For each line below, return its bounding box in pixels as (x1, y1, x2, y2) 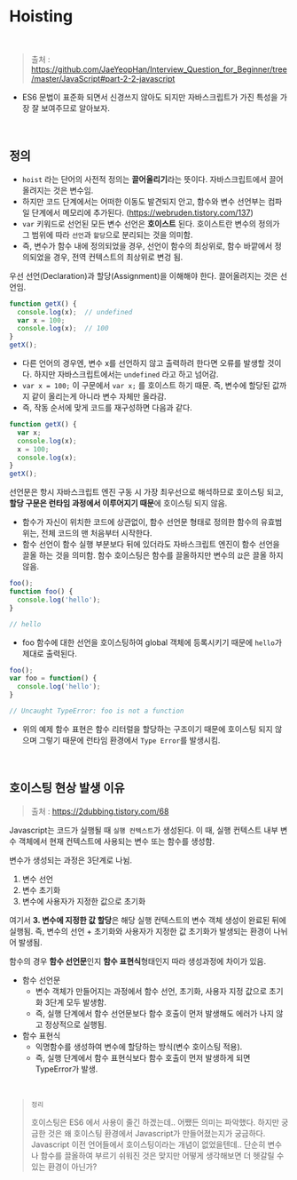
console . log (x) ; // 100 (17, 324, 109, 333)
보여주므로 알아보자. (41, 102, 111, 113)
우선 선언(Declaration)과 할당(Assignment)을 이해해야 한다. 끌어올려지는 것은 (9, 270, 278, 281)
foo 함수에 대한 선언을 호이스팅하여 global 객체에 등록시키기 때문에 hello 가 (21, 637, 282, 648)
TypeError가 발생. (35, 1064, 98, 1074)
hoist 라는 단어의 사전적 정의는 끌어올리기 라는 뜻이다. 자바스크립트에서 (21, 173, 268, 184)
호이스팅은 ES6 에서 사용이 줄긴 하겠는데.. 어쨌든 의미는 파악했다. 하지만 (30, 1117, 279, 1128)
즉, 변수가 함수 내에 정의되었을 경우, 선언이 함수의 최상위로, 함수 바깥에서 (21, 240, 273, 251)
